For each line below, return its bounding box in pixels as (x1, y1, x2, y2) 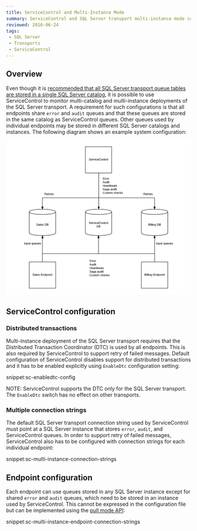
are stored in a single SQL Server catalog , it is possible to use (6, 91, 154, 98)
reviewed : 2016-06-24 (6, 22, 59, 28)
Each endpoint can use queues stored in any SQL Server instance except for (6, 488, 191, 495)
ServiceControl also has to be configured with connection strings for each (6, 438, 185, 445)
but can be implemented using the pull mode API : (6, 507, 125, 514)
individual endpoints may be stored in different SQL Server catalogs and (6, 122, 180, 129)
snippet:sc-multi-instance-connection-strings (6, 455, 117, 463)
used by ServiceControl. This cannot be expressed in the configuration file (6, 500, 186, 508)
